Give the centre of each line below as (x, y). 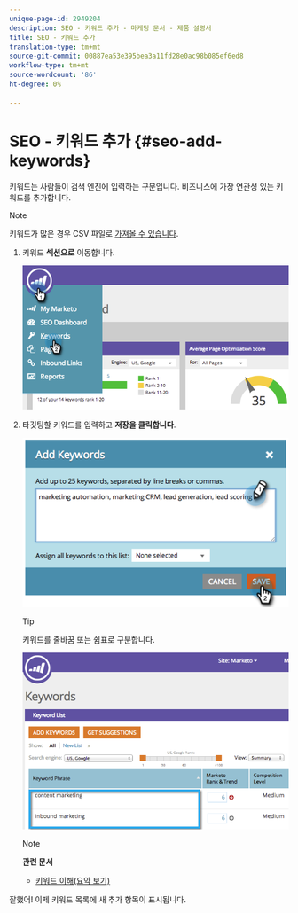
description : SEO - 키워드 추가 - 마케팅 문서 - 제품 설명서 (110, 28)
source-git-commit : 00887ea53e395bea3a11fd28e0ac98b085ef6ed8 (126, 56)
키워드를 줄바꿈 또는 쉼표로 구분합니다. (88, 639)
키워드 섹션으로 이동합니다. (68, 252)
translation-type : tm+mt (55, 47)
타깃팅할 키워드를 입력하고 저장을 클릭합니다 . (99, 425)
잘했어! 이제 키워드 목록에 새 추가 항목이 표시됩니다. (98, 899)
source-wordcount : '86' (53, 75)
